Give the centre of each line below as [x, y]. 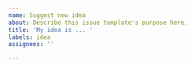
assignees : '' [31, 44]
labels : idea [29, 37]
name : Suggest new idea [47, 15]
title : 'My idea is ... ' [50, 30]
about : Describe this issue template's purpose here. [98, 23]
